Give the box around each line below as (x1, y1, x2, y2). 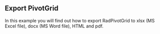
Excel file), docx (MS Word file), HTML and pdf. (5, 23, 104, 29)
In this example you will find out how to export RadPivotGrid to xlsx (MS (5, 17, 155, 23)
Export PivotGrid (5, 4, 59, 13)
